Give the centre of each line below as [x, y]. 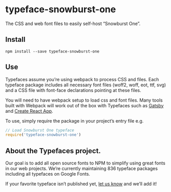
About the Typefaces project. [53, 151]
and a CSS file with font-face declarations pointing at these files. [73, 90]
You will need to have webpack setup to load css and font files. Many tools [84, 100]
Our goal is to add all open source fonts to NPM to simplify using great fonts [85, 163]
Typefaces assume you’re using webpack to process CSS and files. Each [82, 79]
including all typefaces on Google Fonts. [48, 174]
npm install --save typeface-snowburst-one [52, 51]
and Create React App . [29, 111]
